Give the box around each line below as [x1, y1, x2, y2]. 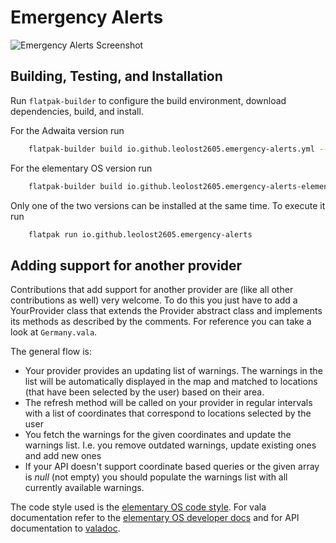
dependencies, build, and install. [10, 105, 144, 117]
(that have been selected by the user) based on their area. [24, 386, 265, 398]
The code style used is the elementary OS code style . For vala [10, 501, 267, 513]
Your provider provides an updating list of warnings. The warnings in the [24, 365, 323, 377]
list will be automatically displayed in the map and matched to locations [24, 376, 318, 388]
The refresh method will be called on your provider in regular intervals [24, 397, 313, 409]
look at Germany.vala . [10, 326, 98, 338]
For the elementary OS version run [10, 162, 153, 174]
